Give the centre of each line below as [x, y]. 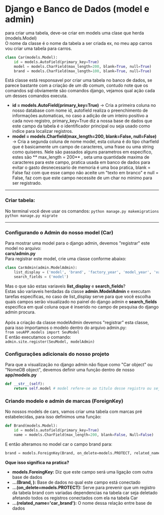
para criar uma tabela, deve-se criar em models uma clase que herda [74, 33]
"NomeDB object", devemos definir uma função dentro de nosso [70, 370]
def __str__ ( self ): [25, 384]
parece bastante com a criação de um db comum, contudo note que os [77, 85]
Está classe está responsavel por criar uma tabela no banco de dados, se [79, 80]
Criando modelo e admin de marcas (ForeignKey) [64, 401]
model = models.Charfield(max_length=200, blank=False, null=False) [84, 136]
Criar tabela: [20, 200]
